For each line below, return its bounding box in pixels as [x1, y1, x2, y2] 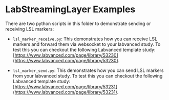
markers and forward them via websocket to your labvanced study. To [12, 41, 161, 47]
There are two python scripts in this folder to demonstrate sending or [5, 20, 151, 27]
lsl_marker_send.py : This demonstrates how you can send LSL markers [12, 67, 164, 73]
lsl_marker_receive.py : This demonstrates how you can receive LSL [12, 36, 158, 42]
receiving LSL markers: [5, 26, 54, 32]
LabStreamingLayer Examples [5, 4, 136, 15]
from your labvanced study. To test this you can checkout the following [12, 72, 163, 79]
